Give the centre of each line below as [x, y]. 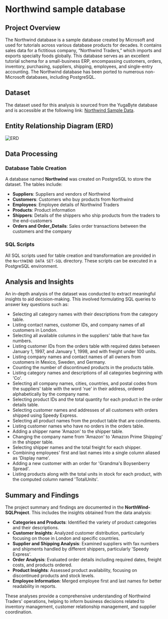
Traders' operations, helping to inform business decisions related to [75, 601]
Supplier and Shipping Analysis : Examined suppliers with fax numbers [85, 544]
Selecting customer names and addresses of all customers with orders [85, 410]
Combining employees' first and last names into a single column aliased [86, 453]
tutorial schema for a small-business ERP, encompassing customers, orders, [84, 61]
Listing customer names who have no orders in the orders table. [78, 426]
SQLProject [17, 513]
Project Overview [33, 28]
